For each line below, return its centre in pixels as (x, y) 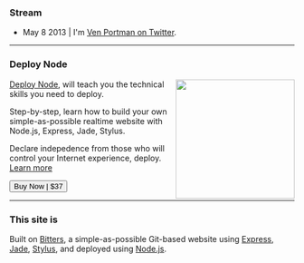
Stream (26, 13)
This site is (34, 219)
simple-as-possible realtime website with (86, 121)
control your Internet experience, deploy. (85, 158)
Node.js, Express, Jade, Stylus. (67, 131)
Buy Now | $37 (38, 186)
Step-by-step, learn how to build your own (88, 112)
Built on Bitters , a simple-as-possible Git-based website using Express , (142, 239)
